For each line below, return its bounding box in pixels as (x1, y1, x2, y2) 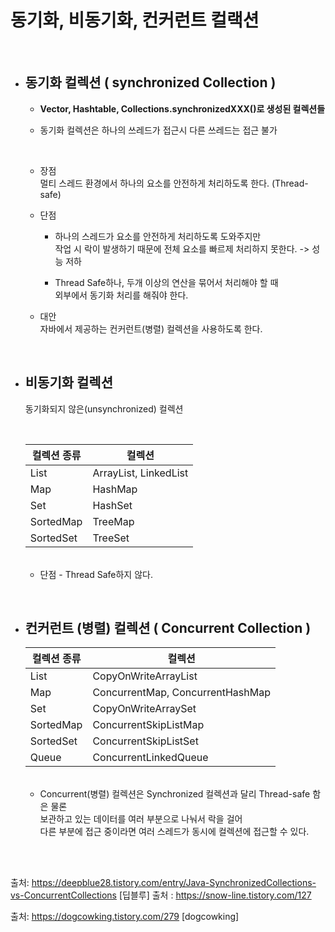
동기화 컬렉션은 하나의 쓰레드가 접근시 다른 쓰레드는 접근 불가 (39, 124, 278, 136)
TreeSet (92, 531, 130, 545)
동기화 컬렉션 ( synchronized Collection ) (24, 74, 277, 91)
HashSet (92, 498, 133, 512)
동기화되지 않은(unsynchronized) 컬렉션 (24, 402, 184, 415)
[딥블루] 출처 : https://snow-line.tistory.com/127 (118, 889, 312, 901)
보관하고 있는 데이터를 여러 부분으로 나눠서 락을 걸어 (39, 813, 243, 825)
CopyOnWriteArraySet (92, 702, 197, 716)
